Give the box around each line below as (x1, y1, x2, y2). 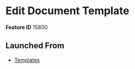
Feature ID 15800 (5, 24, 48, 31)
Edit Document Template (5, 4, 130, 18)
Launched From (5, 41, 65, 51)
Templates (14, 56, 40, 63)
